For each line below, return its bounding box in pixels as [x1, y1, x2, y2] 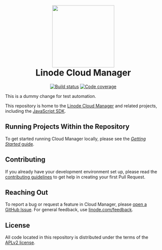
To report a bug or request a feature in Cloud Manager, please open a [5, 201, 147, 207]
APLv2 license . [5, 240, 36, 246]
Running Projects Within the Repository [5, 122, 130, 131]
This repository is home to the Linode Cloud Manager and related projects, [5, 102, 158, 109]
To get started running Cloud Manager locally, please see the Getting [5, 136, 146, 142]
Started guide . [5, 141, 35, 147]
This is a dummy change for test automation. [5, 93, 97, 99]
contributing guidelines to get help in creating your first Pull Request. [5, 174, 146, 180]
